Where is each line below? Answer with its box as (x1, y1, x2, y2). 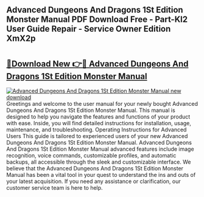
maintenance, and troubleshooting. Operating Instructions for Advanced (6, 126, 187, 133)
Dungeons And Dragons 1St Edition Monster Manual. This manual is (6, 106, 175, 114)
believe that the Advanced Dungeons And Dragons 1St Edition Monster (6, 165, 184, 172)
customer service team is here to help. (6, 184, 103, 191)
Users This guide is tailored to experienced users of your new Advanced (6, 133, 188, 139)
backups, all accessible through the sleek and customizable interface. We (6, 158, 191, 165)
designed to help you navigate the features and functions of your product (6, 113, 191, 120)
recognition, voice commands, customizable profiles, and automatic (6, 152, 177, 159)
